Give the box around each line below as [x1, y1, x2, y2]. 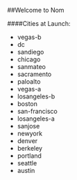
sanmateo [17, 63, 46, 70]
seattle [17, 159, 37, 167]
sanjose [17, 122, 40, 130]
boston [17, 100, 38, 107]
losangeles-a [17, 114, 55, 123]
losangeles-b [17, 92, 55, 100]
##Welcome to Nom [7, 6, 65, 14]
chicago [17, 55, 41, 63]
